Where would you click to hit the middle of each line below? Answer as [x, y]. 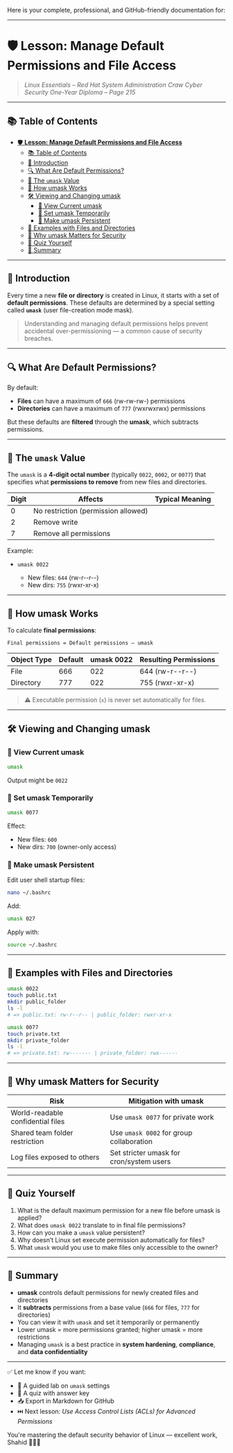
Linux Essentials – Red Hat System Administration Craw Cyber [113, 85]
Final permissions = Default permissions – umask [80, 643]
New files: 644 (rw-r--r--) [63, 578]
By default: [23, 388]
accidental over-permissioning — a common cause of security [113, 331]
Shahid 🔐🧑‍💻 [24, 1442]
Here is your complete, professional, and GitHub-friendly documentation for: [116, 10]
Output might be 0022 [37, 780]
